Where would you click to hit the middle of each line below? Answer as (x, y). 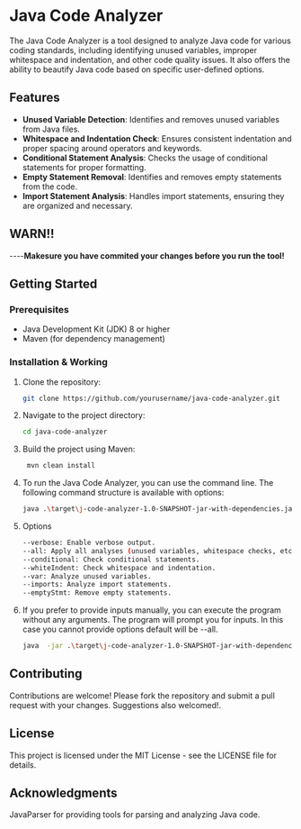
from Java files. (51, 129)
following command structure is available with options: (123, 493)
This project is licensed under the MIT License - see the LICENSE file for (143, 755)
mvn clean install (61, 466)
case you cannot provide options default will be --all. (120, 629)
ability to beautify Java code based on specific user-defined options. (137, 69)
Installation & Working (58, 362)
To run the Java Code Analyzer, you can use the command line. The (148, 483)
